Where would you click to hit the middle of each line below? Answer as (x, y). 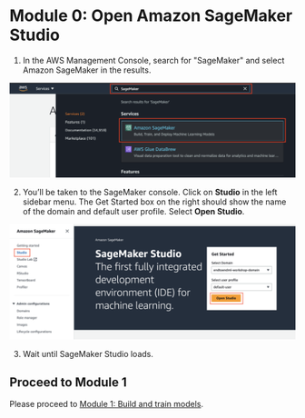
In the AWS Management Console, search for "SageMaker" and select (153, 60)
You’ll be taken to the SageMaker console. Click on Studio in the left (150, 192)
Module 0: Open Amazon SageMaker (151, 16)
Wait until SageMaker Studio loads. (88, 353)
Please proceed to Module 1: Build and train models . (107, 404)
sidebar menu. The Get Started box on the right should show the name (154, 202)
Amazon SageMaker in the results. (87, 70)
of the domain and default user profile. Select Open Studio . (133, 211)
